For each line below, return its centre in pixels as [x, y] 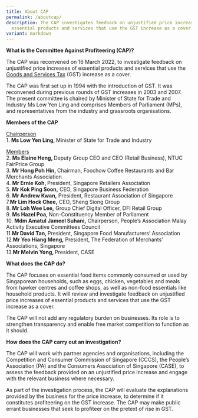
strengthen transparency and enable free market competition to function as [98, 324]
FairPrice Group [25, 164]
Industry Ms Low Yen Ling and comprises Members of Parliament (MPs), [94, 105]
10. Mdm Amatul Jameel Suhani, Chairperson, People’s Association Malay [96, 221]
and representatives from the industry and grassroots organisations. [89, 111]
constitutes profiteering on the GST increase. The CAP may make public [93, 403]
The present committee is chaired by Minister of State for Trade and [88, 99]
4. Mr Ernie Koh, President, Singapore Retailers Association [78, 183]
